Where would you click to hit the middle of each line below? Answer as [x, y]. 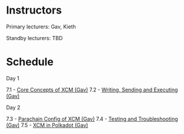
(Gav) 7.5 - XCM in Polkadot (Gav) [47, 125]
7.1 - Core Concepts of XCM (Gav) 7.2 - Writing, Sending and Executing [92, 90]
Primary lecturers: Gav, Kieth [41, 27]
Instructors [34, 10]
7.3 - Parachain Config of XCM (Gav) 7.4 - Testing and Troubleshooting [92, 119]
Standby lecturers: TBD [34, 38]
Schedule [30, 62]
